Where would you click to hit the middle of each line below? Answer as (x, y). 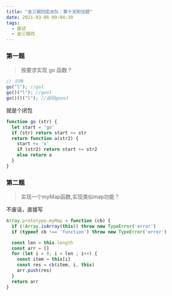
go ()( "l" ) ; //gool (29, 93)
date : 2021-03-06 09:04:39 (40, 17)
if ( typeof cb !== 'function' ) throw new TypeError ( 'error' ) (89, 232)
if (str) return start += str (49, 133)
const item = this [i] (44, 260)
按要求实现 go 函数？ (47, 70)
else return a (34, 155)
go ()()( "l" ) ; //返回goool (38, 98)
